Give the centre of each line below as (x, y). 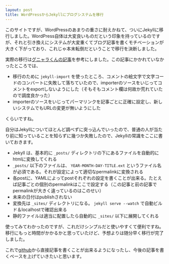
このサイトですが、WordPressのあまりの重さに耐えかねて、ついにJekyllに (82, 30)
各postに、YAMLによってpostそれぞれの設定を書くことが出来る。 (80, 178)
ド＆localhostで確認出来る (40, 209)
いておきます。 (20, 142)
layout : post (19, 10)
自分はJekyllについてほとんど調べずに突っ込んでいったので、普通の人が (79, 129)
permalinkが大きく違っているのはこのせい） (58, 190)
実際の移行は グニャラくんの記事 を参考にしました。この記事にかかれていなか (85, 59)
